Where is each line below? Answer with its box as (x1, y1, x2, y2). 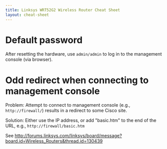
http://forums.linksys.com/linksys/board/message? (14, 133, 122, 139)
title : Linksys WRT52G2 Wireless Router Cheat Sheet (5, 7, 120, 13)
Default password (5, 34, 83, 46)
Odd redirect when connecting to (5, 74, 149, 86)
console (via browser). (5, 57, 53, 63)
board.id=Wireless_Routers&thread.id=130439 (5, 138, 103, 144)
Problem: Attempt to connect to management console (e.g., (5, 102, 131, 108)
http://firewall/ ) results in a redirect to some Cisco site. (5, 108, 127, 114)
